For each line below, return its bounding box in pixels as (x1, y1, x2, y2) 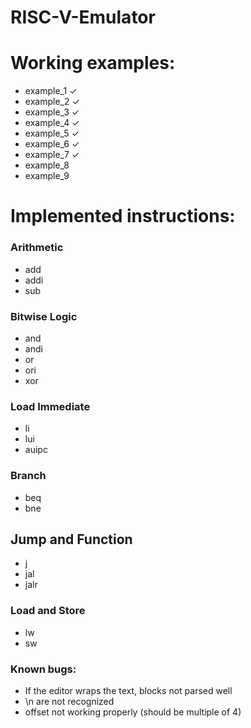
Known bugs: (10, 662, 77, 676)
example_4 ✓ (24, 117, 80, 129)
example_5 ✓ (24, 127, 80, 140)
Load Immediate (10, 399, 91, 413)
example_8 (24, 159, 70, 171)
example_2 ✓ (24, 96, 80, 108)
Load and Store (10, 604, 86, 618)
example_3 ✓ (24, 106, 80, 118)
